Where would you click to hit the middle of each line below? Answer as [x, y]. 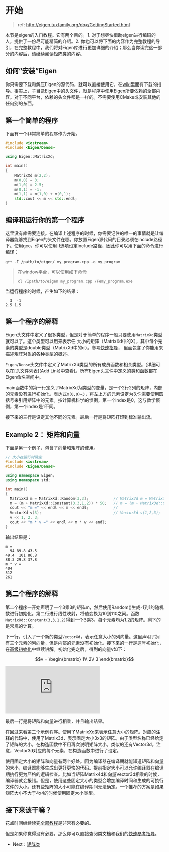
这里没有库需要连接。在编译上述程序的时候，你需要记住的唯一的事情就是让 [82, 233]
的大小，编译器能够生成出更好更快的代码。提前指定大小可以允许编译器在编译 [84, 768]
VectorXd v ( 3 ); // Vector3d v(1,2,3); [85, 513]
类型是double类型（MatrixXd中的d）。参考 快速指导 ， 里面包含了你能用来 [89, 347]
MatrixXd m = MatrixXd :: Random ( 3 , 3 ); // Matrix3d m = [78, 498]
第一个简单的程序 [32, 120]
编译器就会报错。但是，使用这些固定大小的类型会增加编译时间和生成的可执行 [84, 780]
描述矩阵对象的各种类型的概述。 [38, 354]
